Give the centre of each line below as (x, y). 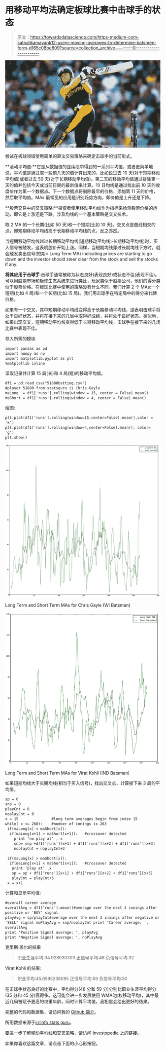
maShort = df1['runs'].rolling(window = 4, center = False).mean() (76, 398)
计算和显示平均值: (23, 893)
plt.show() (16, 437)
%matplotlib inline (25, 363)
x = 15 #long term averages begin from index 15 (71, 819)
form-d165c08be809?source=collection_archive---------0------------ (88, 48)
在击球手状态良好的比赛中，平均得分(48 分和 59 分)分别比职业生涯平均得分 (81, 989)
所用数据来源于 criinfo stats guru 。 (40, 1022)
